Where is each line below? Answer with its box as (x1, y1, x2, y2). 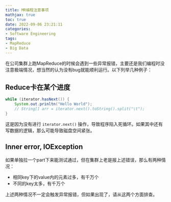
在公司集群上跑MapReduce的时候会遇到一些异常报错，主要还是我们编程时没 (5, 60, 165, 66)
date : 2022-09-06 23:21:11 (5, 21, 63, 27)
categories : (5, 27, 31, 32)
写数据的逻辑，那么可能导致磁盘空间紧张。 (5, 127, 95, 133)
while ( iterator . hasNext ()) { (5, 97, 70, 102)
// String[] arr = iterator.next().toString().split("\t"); (14, 106, 145, 111)
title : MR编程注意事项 (5, 7, 49, 13)
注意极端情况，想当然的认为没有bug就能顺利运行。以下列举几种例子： (5, 66, 152, 73)
